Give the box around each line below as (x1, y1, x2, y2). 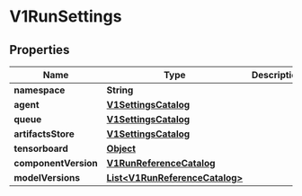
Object (106, 142, 137, 155)
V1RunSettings (9, 6, 122, 27)
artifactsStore (13, 128, 75, 140)
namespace (13, 84, 66, 96)
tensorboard (13, 142, 69, 155)
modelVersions (13, 172, 81, 183)
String (106, 84, 134, 96)
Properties (9, 42, 70, 58)
